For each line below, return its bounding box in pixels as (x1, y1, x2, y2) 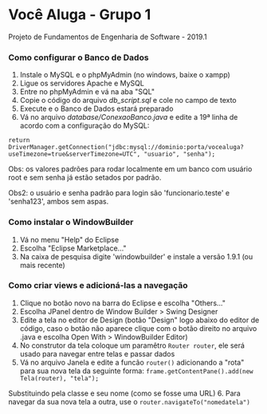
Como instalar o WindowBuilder (8, 217, 134, 228)
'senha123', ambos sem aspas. (8, 197, 109, 207)
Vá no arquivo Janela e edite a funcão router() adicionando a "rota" (19, 357, 245, 367)
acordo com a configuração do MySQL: (19, 121, 150, 131)
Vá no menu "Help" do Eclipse (19, 235, 120, 244)
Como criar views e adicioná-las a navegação (8, 280, 188, 291)
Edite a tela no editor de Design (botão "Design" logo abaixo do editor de (19, 315, 260, 325)
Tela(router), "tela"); (19, 374, 100, 382)
